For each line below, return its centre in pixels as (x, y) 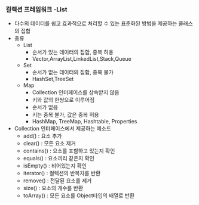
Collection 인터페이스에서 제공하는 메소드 (63, 129)
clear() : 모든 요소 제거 (49, 144)
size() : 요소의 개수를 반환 (53, 188)
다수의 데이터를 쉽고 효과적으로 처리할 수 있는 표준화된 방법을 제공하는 (96, 24)
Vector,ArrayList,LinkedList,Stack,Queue (82, 59)
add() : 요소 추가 (42, 136)
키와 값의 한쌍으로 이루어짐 (63, 100)
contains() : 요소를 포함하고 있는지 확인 (69, 151)
